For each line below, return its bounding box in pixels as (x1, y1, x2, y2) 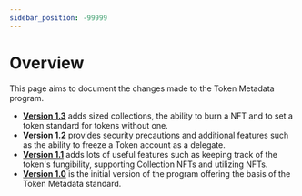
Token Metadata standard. (22, 178, 122, 189)
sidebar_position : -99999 (9, 13, 107, 23)
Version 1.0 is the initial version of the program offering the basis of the (22, 168, 291, 179)
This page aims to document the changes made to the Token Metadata (9, 83, 275, 94)
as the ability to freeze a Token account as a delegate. (22, 139, 226, 150)
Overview (9, 52, 85, 73)
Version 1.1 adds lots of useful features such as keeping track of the (22, 149, 277, 160)
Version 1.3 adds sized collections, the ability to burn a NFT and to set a (22, 110, 294, 121)
